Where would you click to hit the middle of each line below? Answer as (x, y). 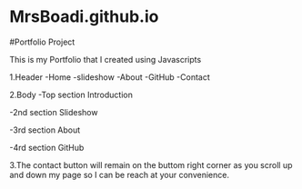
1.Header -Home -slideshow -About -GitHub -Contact (110, 77)
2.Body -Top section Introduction (71, 94)
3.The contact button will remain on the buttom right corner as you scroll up (151, 164)
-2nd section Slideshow (54, 112)
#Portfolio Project (42, 42)
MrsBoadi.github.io (84, 17)
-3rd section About (45, 130)
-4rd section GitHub (47, 147)
